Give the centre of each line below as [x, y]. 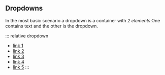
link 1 [18, 46]
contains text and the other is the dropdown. [52, 26]
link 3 [18, 56]
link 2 [18, 51]
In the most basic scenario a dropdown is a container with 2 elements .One [83, 20]
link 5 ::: [21, 67]
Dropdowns [24, 8]
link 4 [18, 62]
